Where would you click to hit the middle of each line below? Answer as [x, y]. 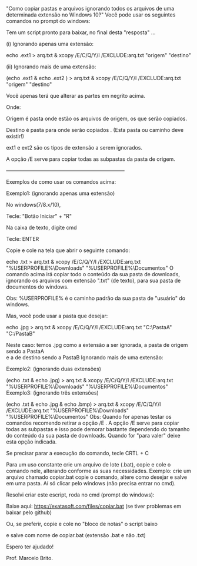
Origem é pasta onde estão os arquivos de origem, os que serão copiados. [97, 118]
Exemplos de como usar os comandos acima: [61, 182]
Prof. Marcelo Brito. [29, 558]
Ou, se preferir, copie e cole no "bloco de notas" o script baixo [82, 524]
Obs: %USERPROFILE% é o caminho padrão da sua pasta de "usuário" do [96, 298]
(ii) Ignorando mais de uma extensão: [51, 67]
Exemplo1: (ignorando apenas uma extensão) [61, 193]
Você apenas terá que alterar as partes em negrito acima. [76, 96]
